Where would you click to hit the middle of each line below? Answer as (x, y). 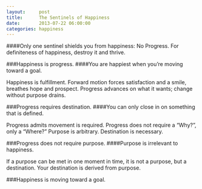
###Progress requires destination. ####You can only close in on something (101, 107)
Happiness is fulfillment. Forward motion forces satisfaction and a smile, (96, 82)
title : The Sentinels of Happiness (58, 18)
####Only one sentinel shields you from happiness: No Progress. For (93, 46)
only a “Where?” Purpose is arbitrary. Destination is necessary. (85, 131)
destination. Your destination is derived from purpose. (74, 168)
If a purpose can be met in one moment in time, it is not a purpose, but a (96, 162)
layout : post (28, 12)
